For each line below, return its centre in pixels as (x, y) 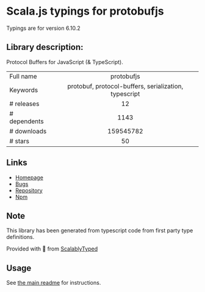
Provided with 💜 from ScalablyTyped (52, 249)
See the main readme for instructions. (54, 283)
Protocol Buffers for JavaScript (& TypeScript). (65, 62)
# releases (24, 104)
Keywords (24, 90)
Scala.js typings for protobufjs (85, 11)
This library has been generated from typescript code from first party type (100, 230)
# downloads (28, 131)
